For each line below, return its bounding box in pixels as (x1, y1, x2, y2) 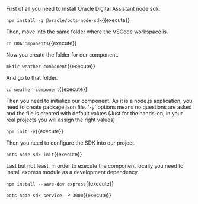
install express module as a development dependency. (6, 169, 139, 175)
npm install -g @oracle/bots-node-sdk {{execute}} (6, 17, 130, 23)
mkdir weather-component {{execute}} (6, 62, 96, 70)
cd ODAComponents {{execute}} (6, 40, 77, 46)
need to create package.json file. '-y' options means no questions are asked (6, 103, 192, 111)
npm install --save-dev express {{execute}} (6, 180, 114, 187)
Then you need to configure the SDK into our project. (6, 139, 136, 146)
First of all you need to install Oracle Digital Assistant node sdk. (6, 5, 161, 12)
